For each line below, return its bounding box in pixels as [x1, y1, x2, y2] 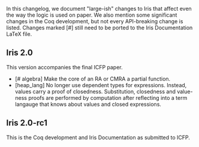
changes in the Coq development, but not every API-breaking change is [6, 18, 183, 24]
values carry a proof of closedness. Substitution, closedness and [14, 88, 176, 95]
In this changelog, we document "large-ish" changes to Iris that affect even [6, 5, 192, 12]
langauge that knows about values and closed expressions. [14, 100, 162, 108]
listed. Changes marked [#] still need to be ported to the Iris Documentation [6, 24, 193, 31]
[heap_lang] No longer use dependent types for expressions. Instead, [14, 81, 187, 88]
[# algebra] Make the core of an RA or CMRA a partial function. [14, 75, 171, 82]
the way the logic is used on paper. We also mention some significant [6, 11, 177, 19]
